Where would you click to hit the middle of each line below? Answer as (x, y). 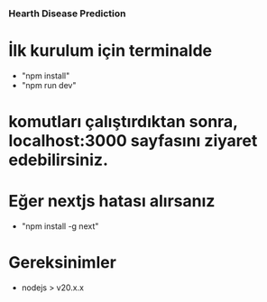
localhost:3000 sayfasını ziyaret (133, 141)
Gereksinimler (62, 263)
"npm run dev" (49, 85)
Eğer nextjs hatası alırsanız (112, 201)
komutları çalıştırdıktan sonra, (123, 122)
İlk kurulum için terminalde (110, 51)
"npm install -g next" (60, 226)
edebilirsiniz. (59, 160)
